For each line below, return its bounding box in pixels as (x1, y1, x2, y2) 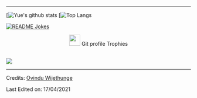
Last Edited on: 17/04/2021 (6, 86, 70, 93)
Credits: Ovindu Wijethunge (6, 75, 73, 81)
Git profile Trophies (81, 40, 128, 47)
